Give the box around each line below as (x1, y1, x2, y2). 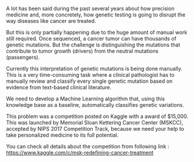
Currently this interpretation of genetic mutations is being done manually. (6, 65, 183, 72)
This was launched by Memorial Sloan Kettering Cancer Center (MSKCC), (6, 119, 183, 126)
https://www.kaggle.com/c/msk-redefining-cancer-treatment (6, 149, 154, 156)
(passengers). (6, 54, 40, 60)
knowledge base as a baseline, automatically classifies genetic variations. (6, 102, 185, 108)
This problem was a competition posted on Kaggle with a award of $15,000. (6, 113, 189, 120)
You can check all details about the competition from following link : (6, 143, 170, 150)
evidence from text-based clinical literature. (6, 84, 112, 90)
